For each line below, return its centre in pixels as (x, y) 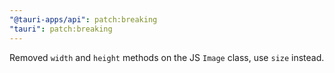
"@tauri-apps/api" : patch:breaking (83, 19)
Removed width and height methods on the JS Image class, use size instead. (167, 57)
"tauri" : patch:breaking (61, 29)
